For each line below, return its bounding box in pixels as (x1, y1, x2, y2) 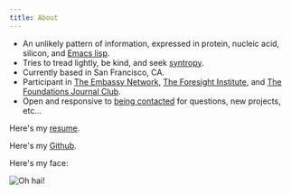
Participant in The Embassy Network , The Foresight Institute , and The (22, 76, 282, 87)
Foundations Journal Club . (22, 86, 121, 97)
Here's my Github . (9, 140, 77, 151)
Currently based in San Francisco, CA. (22, 67, 165, 78)
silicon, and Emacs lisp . (22, 47, 110, 59)
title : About (9, 13, 59, 23)
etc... (22, 105, 42, 115)
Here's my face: (9, 157, 69, 168)
